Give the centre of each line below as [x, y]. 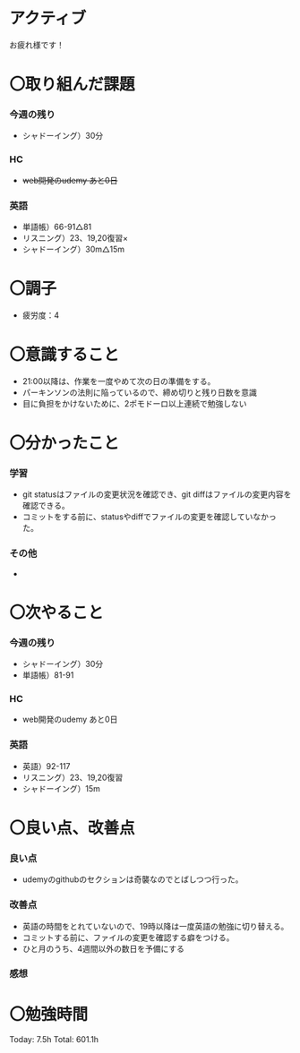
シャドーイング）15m [61, 788]
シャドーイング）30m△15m [73, 249]
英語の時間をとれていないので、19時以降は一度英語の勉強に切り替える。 [155, 926]
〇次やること [57, 612]
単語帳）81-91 [48, 675]
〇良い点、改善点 [73, 828]
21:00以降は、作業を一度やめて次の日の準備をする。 [119, 381]
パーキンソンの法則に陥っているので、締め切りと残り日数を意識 [140, 392]
